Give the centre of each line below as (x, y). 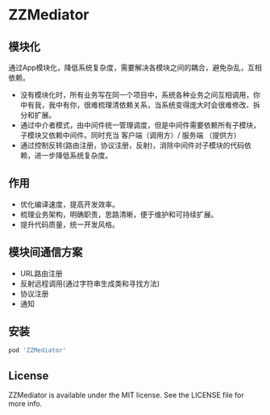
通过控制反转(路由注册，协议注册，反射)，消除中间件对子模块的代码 (132, 145)
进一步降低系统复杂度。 (73, 155)
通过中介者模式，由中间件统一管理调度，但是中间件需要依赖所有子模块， (140, 125)
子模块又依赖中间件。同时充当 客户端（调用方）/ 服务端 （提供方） (130, 135)
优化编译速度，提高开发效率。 (69, 204)
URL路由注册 (41, 273)
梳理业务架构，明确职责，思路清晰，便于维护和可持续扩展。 (119, 214)
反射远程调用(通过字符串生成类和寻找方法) (90, 283)
